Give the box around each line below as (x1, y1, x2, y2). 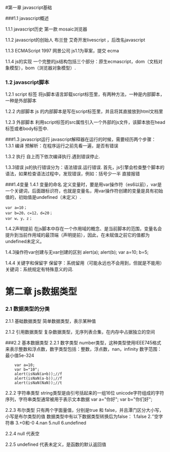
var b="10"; (14, 367, 40, 372)
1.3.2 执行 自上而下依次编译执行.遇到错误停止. (5, 154, 100, 160)
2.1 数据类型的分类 (5, 306, 50, 313)
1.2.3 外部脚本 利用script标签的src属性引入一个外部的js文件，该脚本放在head (5, 119, 165, 126)
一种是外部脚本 (5, 98, 37, 104)
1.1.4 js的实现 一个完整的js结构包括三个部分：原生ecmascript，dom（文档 (5, 58, 158, 65)
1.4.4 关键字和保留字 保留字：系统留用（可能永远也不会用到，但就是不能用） (5, 260, 165, 266)
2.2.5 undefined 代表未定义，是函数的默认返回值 (5, 441, 107, 447)
